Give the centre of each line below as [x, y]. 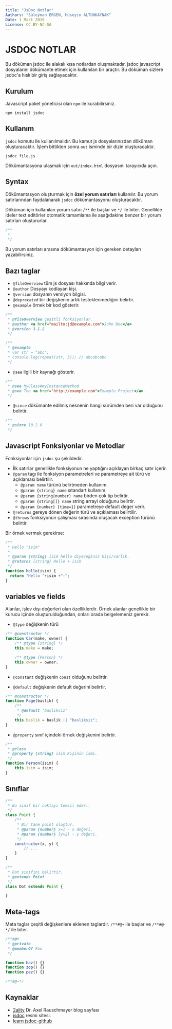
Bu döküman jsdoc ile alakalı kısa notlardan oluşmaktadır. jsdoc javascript [83, 64]
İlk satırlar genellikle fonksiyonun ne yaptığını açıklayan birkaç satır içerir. [90, 468]
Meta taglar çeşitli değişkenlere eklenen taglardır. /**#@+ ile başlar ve [78, 924]
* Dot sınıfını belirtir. [35, 872]
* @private [19, 944]
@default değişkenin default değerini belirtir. [59, 687]
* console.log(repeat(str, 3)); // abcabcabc [57, 357]
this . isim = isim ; [34, 768]
